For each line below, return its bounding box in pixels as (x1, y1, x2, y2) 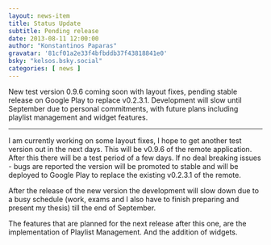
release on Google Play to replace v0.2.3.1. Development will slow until (8, 95, 242, 105)
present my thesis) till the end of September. (8, 203, 156, 213)
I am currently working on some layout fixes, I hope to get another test (8, 135, 242, 146)
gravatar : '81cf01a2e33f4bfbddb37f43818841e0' (8, 49, 168, 57)
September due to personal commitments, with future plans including (8, 103, 239, 113)
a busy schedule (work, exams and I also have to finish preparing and (8, 194, 240, 204)
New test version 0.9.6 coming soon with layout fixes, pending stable (8, 87, 238, 96)
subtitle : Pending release (8, 27, 99, 35)
